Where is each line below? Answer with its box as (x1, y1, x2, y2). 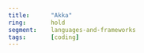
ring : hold (8, 19, 66, 26)
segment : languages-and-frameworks (8, 26, 136, 34)
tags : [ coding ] (8, 33, 80, 41)
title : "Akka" (8, 11, 73, 19)
